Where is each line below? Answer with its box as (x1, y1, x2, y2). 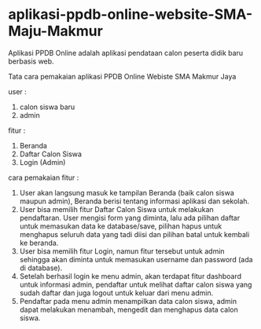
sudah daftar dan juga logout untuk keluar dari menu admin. (19, 288, 214, 298)
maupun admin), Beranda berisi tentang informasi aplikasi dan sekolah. (19, 196, 250, 206)
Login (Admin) (19, 157, 66, 166)
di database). (19, 263, 63, 272)
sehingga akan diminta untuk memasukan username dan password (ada (19, 254, 253, 264)
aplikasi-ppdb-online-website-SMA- (8, 5, 253, 24)
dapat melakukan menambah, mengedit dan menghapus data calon (19, 305, 238, 314)
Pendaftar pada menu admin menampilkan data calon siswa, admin (19, 296, 237, 305)
